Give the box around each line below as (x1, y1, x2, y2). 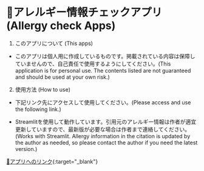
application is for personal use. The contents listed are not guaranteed (15, 67, 191, 74)
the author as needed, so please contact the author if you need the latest (15, 139, 198, 146)
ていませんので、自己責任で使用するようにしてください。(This (15, 60, 171, 67)
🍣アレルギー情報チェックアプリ (6, 5, 163, 19)
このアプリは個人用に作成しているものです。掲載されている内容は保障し (15, 52, 195, 59)
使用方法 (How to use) (15, 85, 71, 93)
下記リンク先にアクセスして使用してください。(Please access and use (15, 98, 191, 106)
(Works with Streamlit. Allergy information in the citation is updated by (15, 132, 191, 139)
